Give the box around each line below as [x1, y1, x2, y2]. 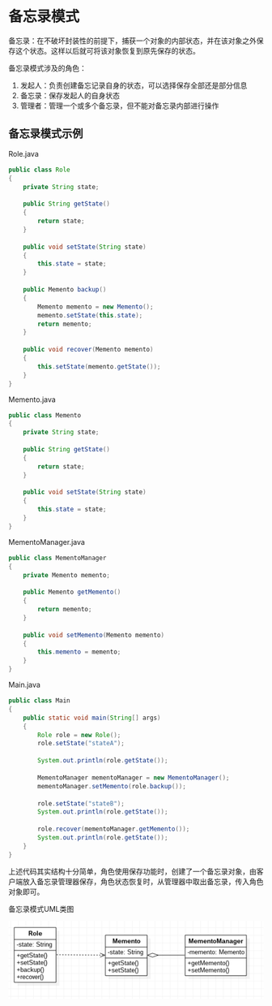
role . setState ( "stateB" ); [37, 799, 125, 808]
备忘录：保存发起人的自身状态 [19, 90, 120, 100]
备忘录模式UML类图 [8, 904, 74, 913]
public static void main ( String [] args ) [23, 714, 161, 722]
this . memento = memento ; [37, 648, 121, 656]
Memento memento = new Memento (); [37, 302, 154, 311]
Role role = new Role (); [37, 731, 121, 739]
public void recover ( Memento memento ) [23, 346, 154, 354]
